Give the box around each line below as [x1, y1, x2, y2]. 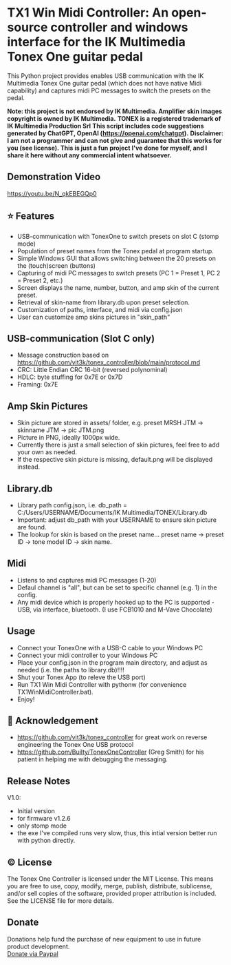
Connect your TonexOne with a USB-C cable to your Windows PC [16, 643, 203, 652]
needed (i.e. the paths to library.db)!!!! [16, 665, 125, 674]
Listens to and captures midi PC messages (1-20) [16, 576, 157, 584]
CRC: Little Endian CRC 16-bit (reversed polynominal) [16, 366, 168, 374]
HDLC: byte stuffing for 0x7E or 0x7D [16, 373, 123, 381]
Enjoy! [16, 695, 35, 703]
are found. [16, 523, 47, 531]
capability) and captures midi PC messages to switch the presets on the [7, 86, 211, 95]
